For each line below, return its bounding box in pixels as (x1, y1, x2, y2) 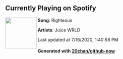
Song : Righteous (37, 17, 73, 23)
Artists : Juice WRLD (37, 27, 81, 33)
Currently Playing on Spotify (5, 4, 97, 12)
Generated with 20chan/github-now (37, 48, 115, 54)
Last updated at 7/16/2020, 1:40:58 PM (37, 36, 118, 42)
